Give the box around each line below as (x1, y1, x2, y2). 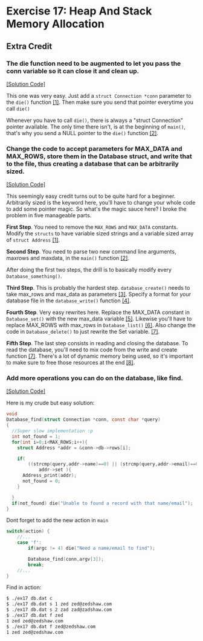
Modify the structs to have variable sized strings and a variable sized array (6, 230, 194, 237)
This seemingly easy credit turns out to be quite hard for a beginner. (6, 193, 176, 200)
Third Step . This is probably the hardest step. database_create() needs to (6, 284, 190, 292)
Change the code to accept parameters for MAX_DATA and (6, 144, 182, 153)
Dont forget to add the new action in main (6, 517, 109, 524)
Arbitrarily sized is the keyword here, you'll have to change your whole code (6, 199, 196, 206)
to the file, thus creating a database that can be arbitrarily (6, 159, 179, 168)
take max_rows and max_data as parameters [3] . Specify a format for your (6, 291, 192, 298)
